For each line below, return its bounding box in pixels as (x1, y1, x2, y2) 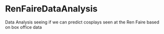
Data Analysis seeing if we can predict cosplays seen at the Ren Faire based (5, 19, 160, 25)
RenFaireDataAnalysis (5, 3, 98, 14)
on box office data (5, 24, 42, 30)
